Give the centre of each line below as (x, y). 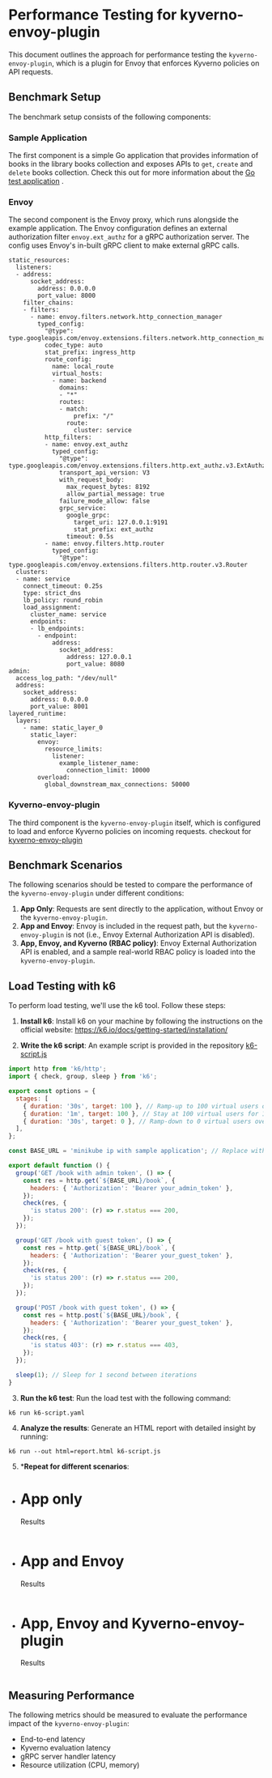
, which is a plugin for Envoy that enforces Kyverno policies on (155, 63)
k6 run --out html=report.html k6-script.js (85, 1451)
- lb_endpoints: (57, 629)
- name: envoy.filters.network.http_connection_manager (126, 317)
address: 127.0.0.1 (99, 657)
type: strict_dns (52, 593)
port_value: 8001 (59, 707)
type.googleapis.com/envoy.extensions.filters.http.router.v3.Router (128, 565)
